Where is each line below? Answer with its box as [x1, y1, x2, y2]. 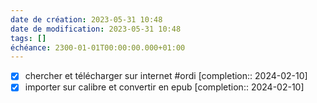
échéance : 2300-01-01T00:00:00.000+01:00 [10, 42, 186, 53]
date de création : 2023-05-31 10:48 [10, 14, 163, 25]
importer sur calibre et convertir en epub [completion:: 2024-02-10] [24, 81, 305, 93]
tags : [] [10, 33, 47, 43]
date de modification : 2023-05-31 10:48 [10, 24, 182, 34]
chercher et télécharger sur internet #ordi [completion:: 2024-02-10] [24, 70, 308, 82]
